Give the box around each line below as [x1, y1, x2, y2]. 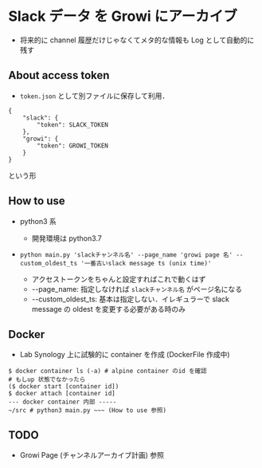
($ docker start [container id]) [8, 383, 119, 391]
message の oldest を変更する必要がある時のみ [31, 304, 186, 313]
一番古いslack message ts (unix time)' [84, 259, 212, 267]
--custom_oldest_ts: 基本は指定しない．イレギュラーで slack [31, 294, 229, 304]
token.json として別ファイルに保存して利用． [19, 91, 170, 100]
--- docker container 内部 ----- [8, 398, 117, 407]
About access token [8, 69, 110, 82]
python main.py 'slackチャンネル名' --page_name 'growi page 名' [19, 250, 233, 259]
